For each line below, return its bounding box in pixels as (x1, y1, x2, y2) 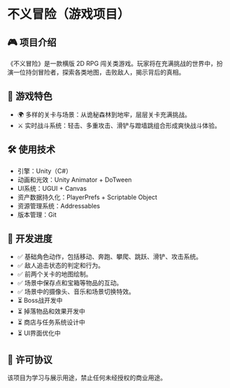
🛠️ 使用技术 (7, 144, 56, 156)
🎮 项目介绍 (7, 36, 57, 48)
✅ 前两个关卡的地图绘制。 (17, 270, 92, 278)
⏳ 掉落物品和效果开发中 (17, 307, 85, 315)
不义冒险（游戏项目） (7, 6, 131, 22)
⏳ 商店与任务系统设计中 (17, 318, 85, 326)
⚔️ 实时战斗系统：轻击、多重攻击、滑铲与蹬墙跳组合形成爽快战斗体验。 (17, 121, 222, 129)
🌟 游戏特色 (7, 90, 52, 102)
